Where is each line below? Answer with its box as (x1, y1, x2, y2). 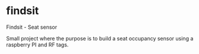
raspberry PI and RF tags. (6, 41, 69, 48)
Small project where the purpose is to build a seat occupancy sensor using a (6, 35, 194, 42)
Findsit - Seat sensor (6, 23, 58, 31)
